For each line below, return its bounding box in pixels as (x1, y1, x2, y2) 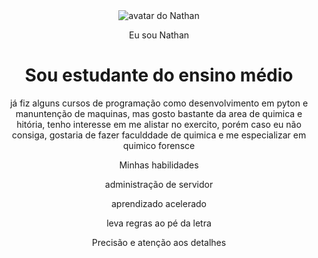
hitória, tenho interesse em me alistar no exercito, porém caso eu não (16, 118, 302, 130)
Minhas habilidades (119, 159, 199, 171)
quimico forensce (122, 139, 196, 151)
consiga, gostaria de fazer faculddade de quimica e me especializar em (11, 129, 307, 141)
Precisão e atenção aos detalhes (91, 236, 227, 248)
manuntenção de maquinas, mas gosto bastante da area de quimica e (15, 107, 303, 119)
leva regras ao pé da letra (106, 217, 212, 229)
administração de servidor (104, 178, 214, 190)
